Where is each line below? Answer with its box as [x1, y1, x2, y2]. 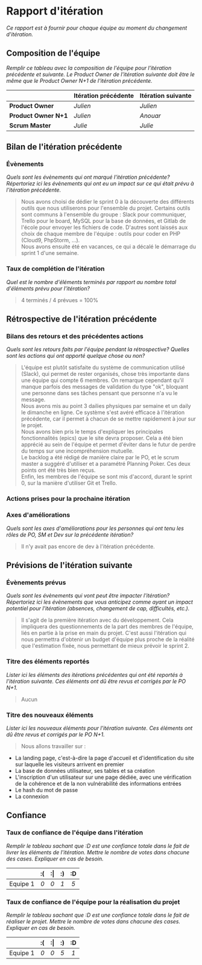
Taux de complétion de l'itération [6, 265, 105, 273]
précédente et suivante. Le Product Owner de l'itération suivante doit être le [6, 71, 195, 78]
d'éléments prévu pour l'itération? [6, 285, 90, 292]
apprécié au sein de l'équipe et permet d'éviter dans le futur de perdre [21, 441, 196, 448]
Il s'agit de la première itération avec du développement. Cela [21, 616, 174, 624]
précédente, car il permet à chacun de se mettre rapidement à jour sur [21, 415, 196, 422]
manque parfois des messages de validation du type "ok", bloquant [21, 383, 189, 390]
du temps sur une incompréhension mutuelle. [21, 447, 134, 454]
